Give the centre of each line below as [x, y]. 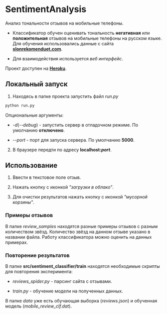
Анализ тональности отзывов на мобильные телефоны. [64, 23]
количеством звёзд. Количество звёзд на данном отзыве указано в [78, 232]
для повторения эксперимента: [39, 272]
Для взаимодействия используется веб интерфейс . [68, 58]
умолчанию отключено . [39, 130]
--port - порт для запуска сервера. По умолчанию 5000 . [73, 140]
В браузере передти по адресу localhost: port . [62, 150]
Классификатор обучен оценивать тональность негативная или [81, 33]
